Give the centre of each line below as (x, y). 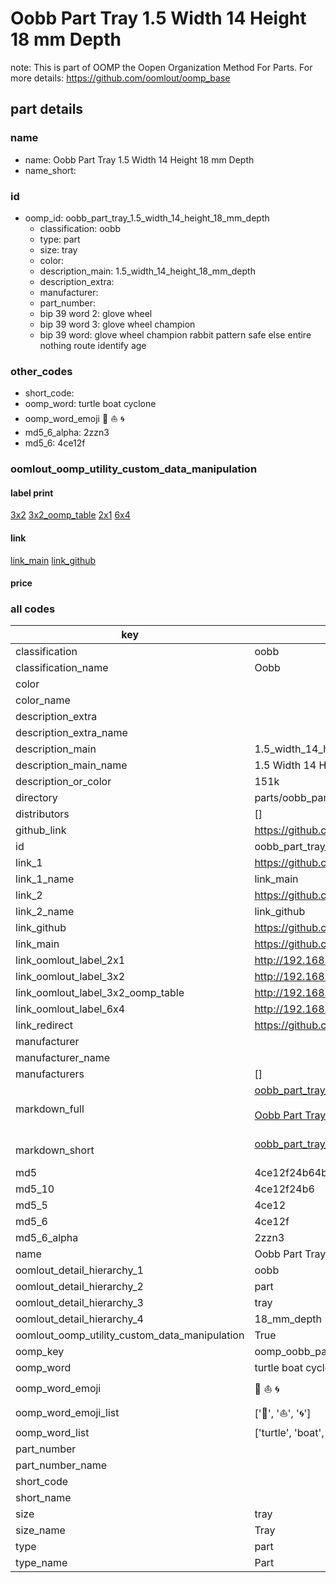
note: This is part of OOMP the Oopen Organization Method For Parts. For (161, 67)
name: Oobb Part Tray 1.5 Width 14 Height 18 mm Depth (139, 159)
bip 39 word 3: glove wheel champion (117, 324)
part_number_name (61, 1465)
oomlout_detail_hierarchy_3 (79, 1303)
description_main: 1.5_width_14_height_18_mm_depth (147, 271)
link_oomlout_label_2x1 (70, 960)
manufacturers (50, 1074)
